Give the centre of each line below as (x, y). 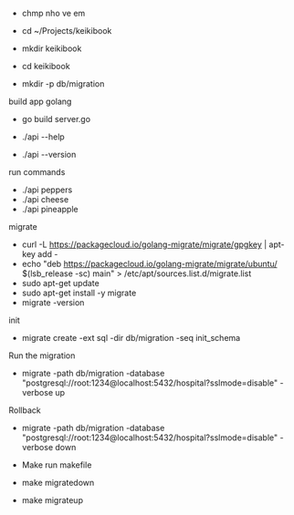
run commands (37, 172)
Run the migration (42, 355)
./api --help (43, 137)
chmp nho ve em (53, 13)
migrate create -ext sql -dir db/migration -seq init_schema (131, 338)
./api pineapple (50, 209)
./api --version (49, 154)
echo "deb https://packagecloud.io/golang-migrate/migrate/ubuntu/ (149, 264)
